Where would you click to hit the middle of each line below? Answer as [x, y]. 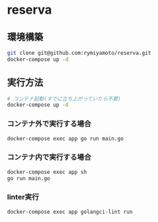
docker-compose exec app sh [47, 172]
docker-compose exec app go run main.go [66, 138]
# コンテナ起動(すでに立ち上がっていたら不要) [64, 99]
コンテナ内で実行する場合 [49, 158]
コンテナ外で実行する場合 [49, 124]
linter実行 [23, 197]
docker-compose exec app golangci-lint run [70, 212]
